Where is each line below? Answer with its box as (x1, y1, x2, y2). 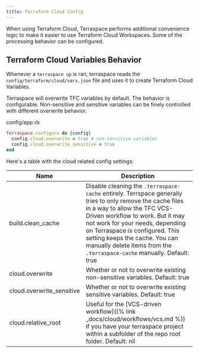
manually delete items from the (85, 241, 172, 250)
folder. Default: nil (85, 337, 135, 345)
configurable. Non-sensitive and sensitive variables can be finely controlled (6, 101, 191, 108)
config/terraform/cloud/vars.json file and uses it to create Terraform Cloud (6, 77, 193, 84)
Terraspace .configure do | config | (6, 130, 92, 137)
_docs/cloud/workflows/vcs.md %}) (85, 314, 185, 323)
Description (121, 172, 155, 180)
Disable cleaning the (85, 182, 143, 190)
